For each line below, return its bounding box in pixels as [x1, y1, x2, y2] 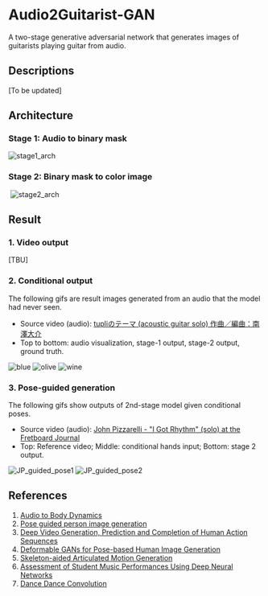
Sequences [19, 536, 58, 545]
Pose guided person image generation [19, 519, 147, 528]
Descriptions [8, 64, 75, 78]
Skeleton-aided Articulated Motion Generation [19, 553, 173, 562]
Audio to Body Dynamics [19, 510, 102, 520]
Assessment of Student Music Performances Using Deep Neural [19, 561, 233, 571]
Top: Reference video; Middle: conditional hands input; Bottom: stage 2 [19, 442, 256, 451]
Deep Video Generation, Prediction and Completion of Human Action [19, 527, 248, 536]
